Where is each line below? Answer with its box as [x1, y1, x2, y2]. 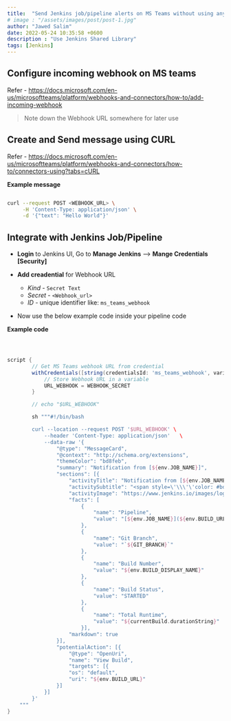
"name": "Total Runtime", [93, 611, 168, 619]
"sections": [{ [56, 471, 100, 478]
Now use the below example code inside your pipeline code [16, 312, 187, 321]
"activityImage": [68, 490, 118, 497]
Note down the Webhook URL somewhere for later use [23, 114, 179, 122]
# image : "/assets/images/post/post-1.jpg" [7, 17, 137, 23]
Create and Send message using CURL [7, 134, 176, 145]
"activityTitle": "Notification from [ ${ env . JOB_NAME [68, 477, 226, 485]
